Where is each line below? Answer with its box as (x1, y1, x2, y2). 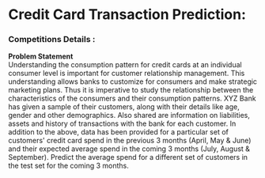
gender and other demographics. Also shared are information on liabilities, (8, 111, 251, 120)
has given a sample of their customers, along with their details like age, (8, 102, 240, 112)
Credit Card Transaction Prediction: (8, 6, 247, 24)
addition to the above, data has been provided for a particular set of (8, 127, 229, 137)
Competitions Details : (8, 34, 96, 45)
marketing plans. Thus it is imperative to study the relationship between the (8, 85, 254, 95)
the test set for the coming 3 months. (8, 161, 129, 171)
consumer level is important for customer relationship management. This (8, 69, 245, 78)
